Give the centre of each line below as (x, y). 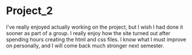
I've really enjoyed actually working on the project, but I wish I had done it (95, 27)
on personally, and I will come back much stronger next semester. (85, 46)
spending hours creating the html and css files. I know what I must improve (96, 39)
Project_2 (29, 11)
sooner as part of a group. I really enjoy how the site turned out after (88, 33)
